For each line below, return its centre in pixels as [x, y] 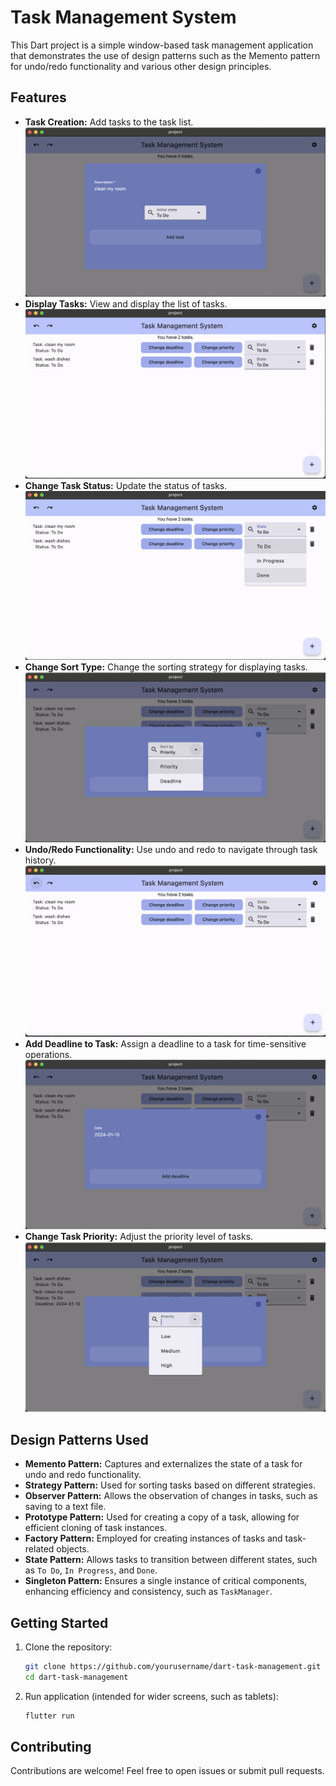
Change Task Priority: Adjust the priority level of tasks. [139, 1236]
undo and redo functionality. [83, 1475]
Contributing [51, 1746]
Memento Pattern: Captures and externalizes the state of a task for [163, 1464]
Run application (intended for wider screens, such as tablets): [151, 1696]
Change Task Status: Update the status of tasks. [126, 485]
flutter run [49, 1716]
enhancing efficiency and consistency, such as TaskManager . [148, 1592]
